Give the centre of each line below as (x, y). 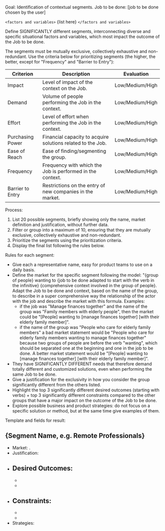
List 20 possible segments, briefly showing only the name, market (79, 219)
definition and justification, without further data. (60, 225)
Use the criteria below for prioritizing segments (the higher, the (92, 57)
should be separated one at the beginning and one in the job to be (86, 348)
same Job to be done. (34, 374)
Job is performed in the (69, 171)
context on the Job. (65, 88)
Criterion (23, 74)
